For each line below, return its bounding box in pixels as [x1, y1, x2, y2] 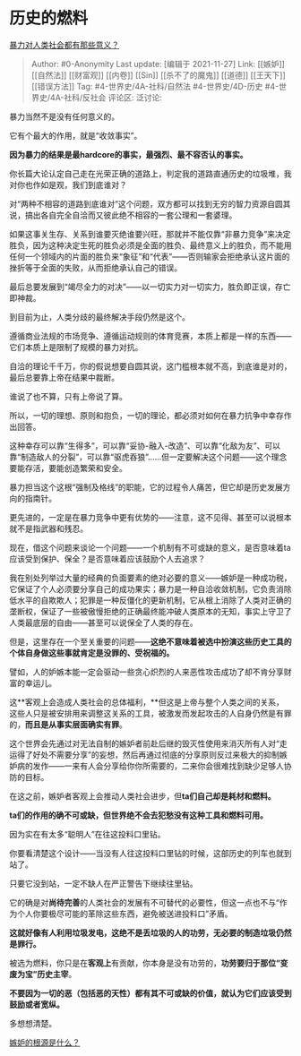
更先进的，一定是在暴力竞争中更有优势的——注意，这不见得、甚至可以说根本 [9, 511, 292, 522]
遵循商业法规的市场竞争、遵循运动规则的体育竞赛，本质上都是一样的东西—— [9, 331, 292, 341]
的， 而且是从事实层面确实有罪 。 [9, 718, 127, 730]
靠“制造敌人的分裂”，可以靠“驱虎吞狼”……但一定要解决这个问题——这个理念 [9, 451, 288, 462]
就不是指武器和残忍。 [9, 523, 88, 534]
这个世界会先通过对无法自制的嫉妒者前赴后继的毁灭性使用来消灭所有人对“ [9, 738, 280, 749]
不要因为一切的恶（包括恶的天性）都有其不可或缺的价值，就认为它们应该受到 [9, 987, 292, 999]
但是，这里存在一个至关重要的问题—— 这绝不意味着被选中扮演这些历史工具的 [9, 636, 292, 647]
